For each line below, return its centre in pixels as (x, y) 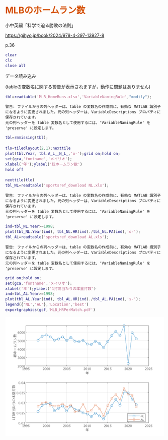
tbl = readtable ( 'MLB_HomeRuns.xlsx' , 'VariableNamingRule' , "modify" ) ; (78, 97)
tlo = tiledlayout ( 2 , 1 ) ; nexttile (38, 148)
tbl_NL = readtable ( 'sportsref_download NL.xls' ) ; (57, 185)
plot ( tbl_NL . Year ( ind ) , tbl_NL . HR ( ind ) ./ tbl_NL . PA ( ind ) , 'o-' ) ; (73, 232)
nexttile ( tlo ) (20, 180)
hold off (14, 169)
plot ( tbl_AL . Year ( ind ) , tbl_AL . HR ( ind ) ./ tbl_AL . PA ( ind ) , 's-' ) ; (73, 299)
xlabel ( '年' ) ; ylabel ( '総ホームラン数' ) (44, 164)
